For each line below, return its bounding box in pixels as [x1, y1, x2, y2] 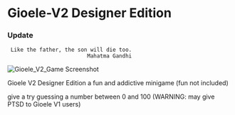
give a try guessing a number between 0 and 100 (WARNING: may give [7, 92, 215, 101]
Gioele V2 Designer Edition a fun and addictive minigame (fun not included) [7, 79, 229, 87]
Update [7, 31, 33, 40]
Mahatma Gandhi [86, 53, 132, 60]
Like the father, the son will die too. [10, 46, 132, 54]
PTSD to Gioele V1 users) [7, 100, 81, 109]
